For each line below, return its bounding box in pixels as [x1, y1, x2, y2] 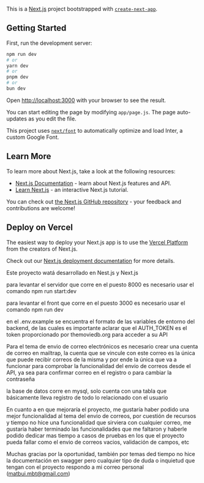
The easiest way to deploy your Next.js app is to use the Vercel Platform [6, 238, 189, 246]
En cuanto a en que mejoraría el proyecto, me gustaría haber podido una [6, 406, 189, 413]
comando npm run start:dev [6, 287, 77, 294]
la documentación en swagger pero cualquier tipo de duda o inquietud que [6, 457, 195, 464]
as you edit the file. [28, 115, 77, 122]
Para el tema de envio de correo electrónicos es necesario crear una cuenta [6, 342, 198, 350]
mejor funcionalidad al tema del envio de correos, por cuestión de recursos [6, 412, 197, 420]
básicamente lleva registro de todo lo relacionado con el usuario [6, 393, 168, 401]
